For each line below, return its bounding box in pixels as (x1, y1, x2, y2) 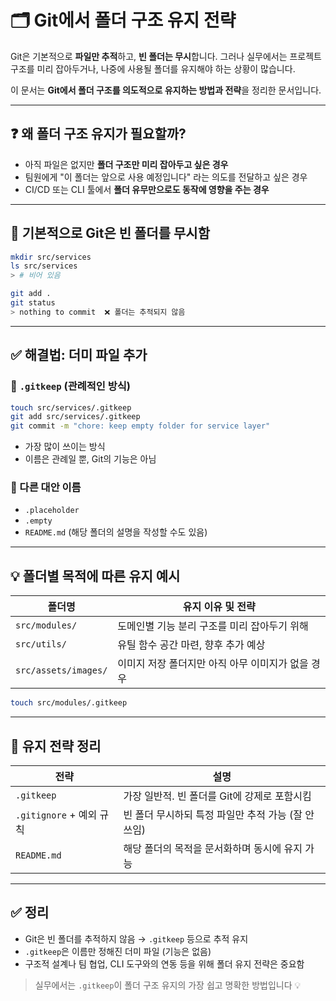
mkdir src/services (10, 252, 92, 262)
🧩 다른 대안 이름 (10, 481, 82, 495)
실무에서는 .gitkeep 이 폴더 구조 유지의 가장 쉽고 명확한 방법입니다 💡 (34, 979, 302, 991)
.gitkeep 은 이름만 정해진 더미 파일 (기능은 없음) (24, 945, 212, 957)
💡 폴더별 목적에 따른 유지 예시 (10, 567, 181, 585)
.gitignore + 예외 (15, 807, 98, 821)
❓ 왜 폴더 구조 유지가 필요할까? (10, 126, 187, 143)
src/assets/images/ (15, 665, 108, 676)
